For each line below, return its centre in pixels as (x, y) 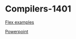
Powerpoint (17, 31)
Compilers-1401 (38, 9)
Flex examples (20, 22)
